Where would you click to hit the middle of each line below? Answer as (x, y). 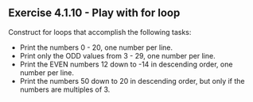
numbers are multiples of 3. (65, 89)
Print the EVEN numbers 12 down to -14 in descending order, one (126, 64)
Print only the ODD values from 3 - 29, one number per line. (118, 55)
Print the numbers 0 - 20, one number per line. (96, 47)
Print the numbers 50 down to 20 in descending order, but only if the (132, 81)
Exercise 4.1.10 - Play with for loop (94, 13)
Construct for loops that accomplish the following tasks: (100, 32)
